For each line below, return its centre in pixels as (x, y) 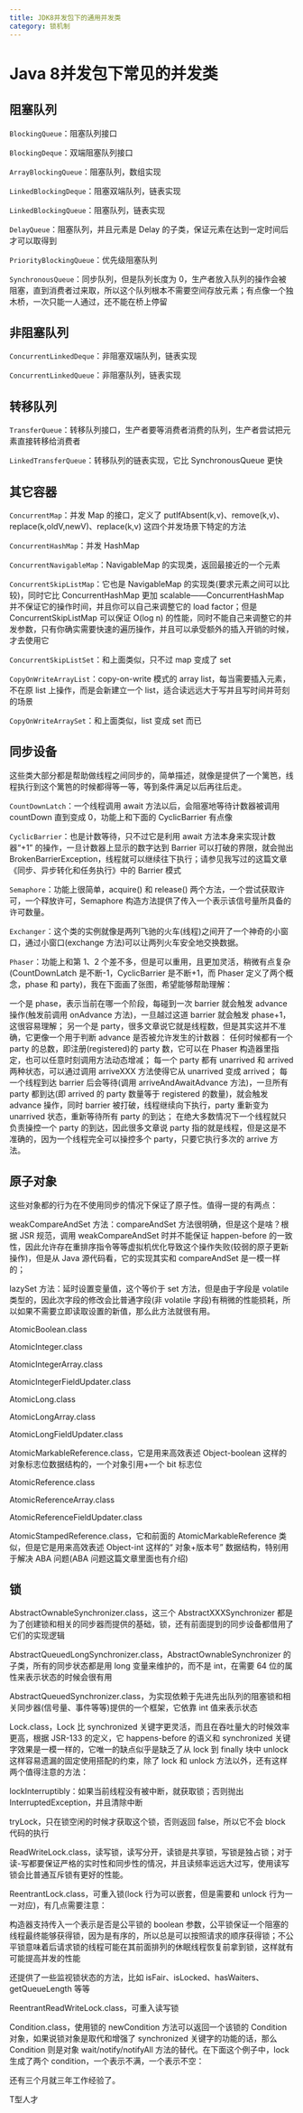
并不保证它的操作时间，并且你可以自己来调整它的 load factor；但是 (133, 606)
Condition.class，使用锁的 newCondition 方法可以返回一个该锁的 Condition (148, 2027)
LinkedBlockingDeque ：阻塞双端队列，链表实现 (96, 191)
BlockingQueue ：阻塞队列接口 (64, 133)
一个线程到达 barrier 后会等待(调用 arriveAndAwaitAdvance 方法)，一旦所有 (149, 1082)
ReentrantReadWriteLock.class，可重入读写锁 (94, 2008)
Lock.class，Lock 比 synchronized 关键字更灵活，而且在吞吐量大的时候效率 (150, 1727)
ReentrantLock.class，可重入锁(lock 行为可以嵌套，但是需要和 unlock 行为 (147, 1894)
